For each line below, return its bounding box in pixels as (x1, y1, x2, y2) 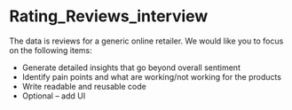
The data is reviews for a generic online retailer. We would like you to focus (9, 35, 284, 46)
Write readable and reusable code (21, 81, 146, 91)
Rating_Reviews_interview (9, 6, 209, 27)
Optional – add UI (21, 90, 86, 101)
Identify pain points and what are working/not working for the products (21, 71, 282, 82)
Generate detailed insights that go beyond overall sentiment (21, 62, 241, 73)
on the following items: (9, 44, 92, 55)
